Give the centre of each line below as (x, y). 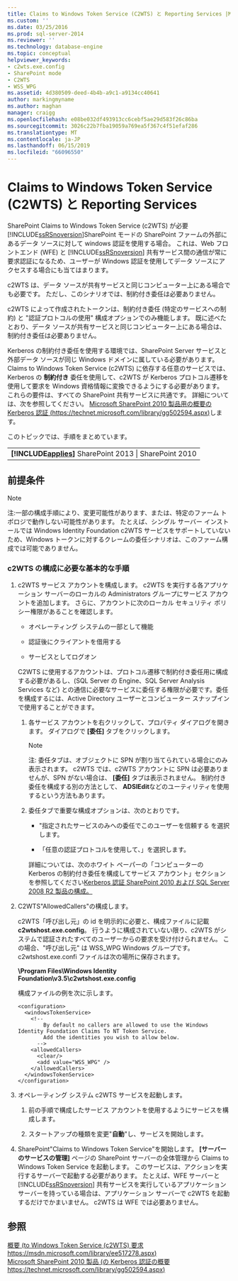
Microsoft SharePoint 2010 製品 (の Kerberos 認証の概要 (89, 1261)
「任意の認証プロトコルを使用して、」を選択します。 (114, 850)
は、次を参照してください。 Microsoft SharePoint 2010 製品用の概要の (110, 403)
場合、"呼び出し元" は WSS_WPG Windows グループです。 (109, 948)
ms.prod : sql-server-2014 (45, 34)
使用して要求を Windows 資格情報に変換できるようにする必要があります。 (115, 386)
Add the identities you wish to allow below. (112, 1038)
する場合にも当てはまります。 (69, 269)
